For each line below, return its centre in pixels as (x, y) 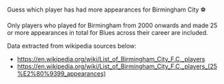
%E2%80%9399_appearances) (61, 73)
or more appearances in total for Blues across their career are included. (108, 32)
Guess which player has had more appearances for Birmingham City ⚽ (107, 10)
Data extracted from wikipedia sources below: (72, 46)
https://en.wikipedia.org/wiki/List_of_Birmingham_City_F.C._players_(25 (117, 66)
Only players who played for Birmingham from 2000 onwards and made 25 (112, 25)
